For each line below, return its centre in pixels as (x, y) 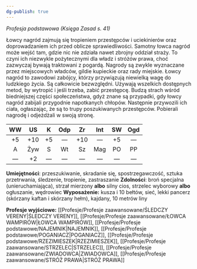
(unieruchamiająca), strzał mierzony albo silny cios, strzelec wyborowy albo (98, 186)
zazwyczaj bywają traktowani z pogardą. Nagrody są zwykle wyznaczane (95, 65)
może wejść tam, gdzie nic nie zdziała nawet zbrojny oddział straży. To (92, 52)
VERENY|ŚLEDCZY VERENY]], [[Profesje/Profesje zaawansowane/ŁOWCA (96, 216)
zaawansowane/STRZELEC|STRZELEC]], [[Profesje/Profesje (79, 247)
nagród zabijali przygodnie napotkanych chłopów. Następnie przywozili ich (97, 102)
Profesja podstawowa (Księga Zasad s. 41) (58, 28)
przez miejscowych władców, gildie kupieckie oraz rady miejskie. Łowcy (94, 71)
